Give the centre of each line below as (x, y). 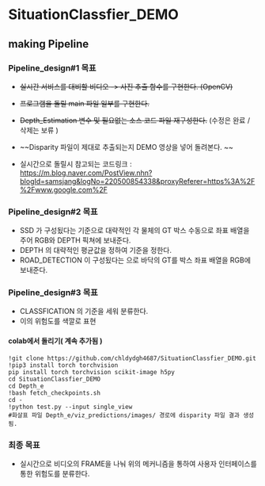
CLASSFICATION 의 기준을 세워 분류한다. (84, 312)
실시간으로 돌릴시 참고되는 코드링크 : (76, 163)
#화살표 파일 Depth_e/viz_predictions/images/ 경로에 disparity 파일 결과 (124, 415)
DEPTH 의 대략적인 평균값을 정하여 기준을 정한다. (96, 251)
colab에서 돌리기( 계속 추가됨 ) (55, 341)
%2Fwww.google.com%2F (64, 189)
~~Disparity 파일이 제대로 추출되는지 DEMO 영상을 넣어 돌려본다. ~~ (126, 147)
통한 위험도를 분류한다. (55, 473)
